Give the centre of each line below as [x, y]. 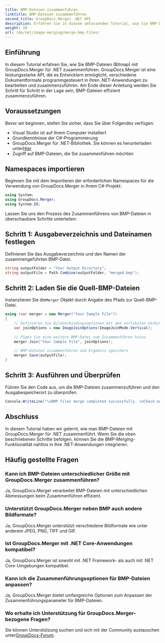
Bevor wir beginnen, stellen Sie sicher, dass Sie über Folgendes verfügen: [80, 123]
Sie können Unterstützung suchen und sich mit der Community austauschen [82, 630]
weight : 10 [16, 28]
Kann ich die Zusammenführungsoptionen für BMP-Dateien [78, 578]
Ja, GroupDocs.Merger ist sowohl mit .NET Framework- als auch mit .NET [79, 560]
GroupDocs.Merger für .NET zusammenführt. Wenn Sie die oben [70, 434]
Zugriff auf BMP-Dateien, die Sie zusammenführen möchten [73, 154]
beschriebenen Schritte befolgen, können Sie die [55, 439]
